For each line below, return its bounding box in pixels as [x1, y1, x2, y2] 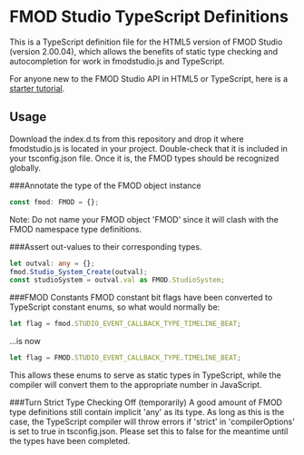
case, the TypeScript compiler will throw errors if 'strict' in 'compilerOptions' [9, 416, 295, 427]
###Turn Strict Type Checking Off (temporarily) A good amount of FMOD [9, 397, 283, 408]
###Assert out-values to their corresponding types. [9, 241, 202, 252]
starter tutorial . [9, 83, 65, 94]
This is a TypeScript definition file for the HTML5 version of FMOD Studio [9, 36, 283, 47]
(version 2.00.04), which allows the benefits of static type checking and [9, 45, 279, 56]
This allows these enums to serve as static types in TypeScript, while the [9, 370, 281, 381]
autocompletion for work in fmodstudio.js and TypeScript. [9, 55, 225, 66]
